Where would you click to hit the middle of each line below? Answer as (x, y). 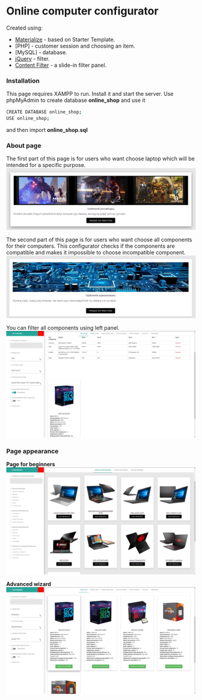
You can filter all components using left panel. (63, 327)
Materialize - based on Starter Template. (65, 39)
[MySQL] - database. (41, 52)
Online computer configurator (82, 11)
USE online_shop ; (28, 119)
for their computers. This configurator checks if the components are (91, 246)
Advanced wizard (29, 584)
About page (24, 145)
